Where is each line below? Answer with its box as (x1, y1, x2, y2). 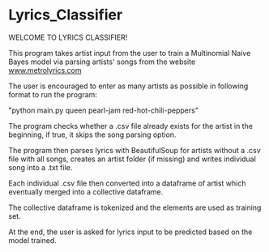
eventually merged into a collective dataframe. (8, 186, 164, 196)
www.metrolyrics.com (8, 65, 83, 75)
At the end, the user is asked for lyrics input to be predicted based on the (8, 227, 253, 237)
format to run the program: (8, 89, 97, 99)
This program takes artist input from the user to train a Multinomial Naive (8, 48, 251, 58)
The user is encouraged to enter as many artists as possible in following (8, 81, 249, 91)
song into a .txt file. (8, 162, 73, 172)
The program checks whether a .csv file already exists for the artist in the (8, 121, 254, 130)
